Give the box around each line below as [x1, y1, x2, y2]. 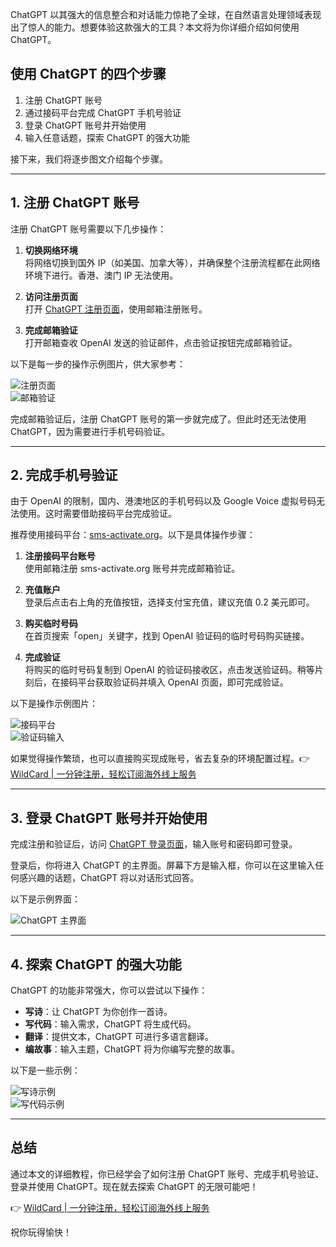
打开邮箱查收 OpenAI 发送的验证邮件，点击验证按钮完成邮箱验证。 [24, 336, 298, 348]
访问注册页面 [24, 290, 78, 302]
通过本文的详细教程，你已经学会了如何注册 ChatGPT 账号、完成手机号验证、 [10, 1168, 325, 1180]
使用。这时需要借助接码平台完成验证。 [18, 508, 177, 520]
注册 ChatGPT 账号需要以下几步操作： [10, 223, 167, 235]
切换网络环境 [24, 244, 78, 256]
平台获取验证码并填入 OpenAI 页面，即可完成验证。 [77, 676, 289, 688]
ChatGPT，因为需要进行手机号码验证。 [10, 425, 171, 437]
